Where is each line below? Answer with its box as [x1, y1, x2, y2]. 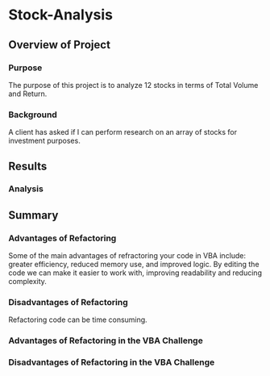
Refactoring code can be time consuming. [8, 315, 147, 324]
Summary [8, 208, 59, 222]
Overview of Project [8, 38, 111, 52]
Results [8, 159, 48, 173]
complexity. [8, 277, 47, 286]
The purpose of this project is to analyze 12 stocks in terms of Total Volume [8, 80, 259, 90]
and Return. [8, 89, 48, 98]
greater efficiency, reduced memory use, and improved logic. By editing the [8, 260, 260, 269]
